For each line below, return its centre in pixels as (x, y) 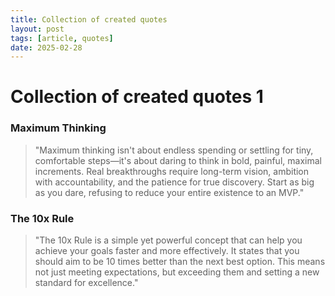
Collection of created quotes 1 (137, 97)
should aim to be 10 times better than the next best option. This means (180, 262)
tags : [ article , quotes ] (62, 38)
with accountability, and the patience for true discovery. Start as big (174, 182)
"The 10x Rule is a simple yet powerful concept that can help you (168, 240)
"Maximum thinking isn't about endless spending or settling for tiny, (174, 150)
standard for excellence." (86, 283)
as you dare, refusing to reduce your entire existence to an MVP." (169, 192)
